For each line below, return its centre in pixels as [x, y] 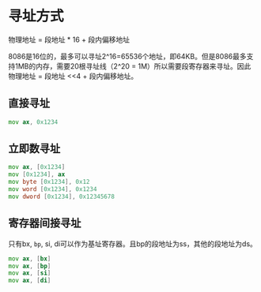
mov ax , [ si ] [30, 273]
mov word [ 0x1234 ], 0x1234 [53, 189]
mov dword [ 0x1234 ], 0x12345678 [61, 197]
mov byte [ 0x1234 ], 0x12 [49, 182]
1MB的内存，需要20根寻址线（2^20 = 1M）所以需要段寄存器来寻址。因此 [133, 66]
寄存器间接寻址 [45, 223]
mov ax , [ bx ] [30, 258]
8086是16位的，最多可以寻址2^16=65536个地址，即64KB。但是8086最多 [127, 56]
